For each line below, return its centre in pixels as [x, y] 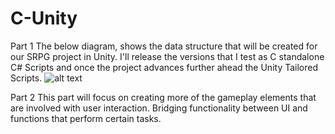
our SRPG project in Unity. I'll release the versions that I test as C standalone [167, 56]
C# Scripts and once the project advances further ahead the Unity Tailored [164, 67]
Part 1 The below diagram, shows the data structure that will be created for [164, 46]
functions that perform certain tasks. [86, 118]
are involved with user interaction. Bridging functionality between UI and [159, 108]
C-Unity [44, 18]
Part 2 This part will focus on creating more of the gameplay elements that [163, 97]
